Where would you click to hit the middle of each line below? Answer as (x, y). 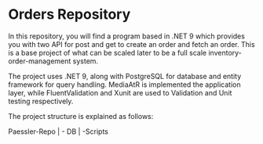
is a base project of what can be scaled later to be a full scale (108, 52)
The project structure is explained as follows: (81, 116)
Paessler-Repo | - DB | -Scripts (58, 131)
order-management (40, 61)
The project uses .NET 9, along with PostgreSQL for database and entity (125, 76)
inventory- (225, 52)
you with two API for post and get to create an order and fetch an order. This (131, 44)
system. (86, 61)
